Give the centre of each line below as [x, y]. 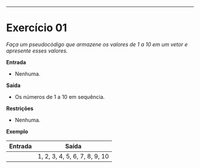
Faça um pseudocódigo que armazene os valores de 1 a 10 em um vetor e [97, 44]
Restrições [20, 108]
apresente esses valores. [37, 51]
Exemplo [17, 131]
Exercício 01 [37, 28]
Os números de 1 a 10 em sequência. [60, 97]
